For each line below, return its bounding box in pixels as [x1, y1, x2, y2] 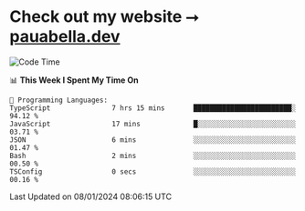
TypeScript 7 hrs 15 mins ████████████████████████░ [9, 103, 297, 113]
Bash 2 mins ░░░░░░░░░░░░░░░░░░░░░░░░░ [9, 151, 297, 160]
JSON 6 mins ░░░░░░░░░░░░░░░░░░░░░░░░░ [9, 135, 297, 145]
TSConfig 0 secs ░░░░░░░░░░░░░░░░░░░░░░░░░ [9, 166, 297, 176]
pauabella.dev [9, 26, 121, 47]
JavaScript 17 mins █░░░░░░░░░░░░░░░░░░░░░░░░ [9, 119, 297, 128]
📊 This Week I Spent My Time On [9, 75, 139, 85]
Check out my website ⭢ [9, 6, 199, 27]
